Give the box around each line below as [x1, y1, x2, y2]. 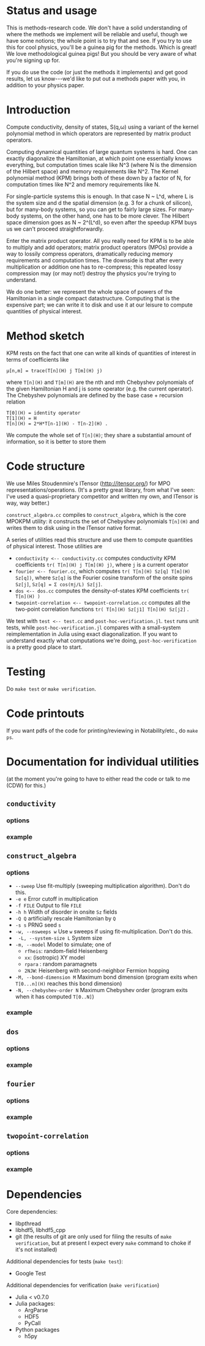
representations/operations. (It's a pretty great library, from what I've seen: [6, 486, 195, 494]
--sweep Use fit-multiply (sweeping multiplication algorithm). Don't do [15, 882, 190, 890]
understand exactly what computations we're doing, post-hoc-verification [6, 637, 197, 644]
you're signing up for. [6, 56, 60, 64]
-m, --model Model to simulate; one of [15, 941, 112, 948]
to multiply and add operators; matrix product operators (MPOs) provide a [6, 243, 193, 251]
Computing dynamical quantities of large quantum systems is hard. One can [6, 148, 198, 155]
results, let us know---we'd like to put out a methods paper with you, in [6, 75, 185, 82]
